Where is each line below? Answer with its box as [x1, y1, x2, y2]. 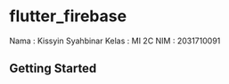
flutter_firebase [9, 6, 127, 27]
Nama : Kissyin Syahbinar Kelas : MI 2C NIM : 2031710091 [9, 35, 221, 46]
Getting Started [9, 61, 97, 76]
